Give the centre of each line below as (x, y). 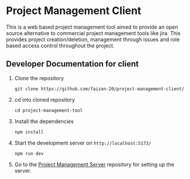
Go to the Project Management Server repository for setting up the (94, 164)
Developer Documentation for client (72, 64)
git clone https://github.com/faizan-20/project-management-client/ (99, 89)
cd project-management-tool (48, 110)
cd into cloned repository (45, 99)
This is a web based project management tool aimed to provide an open (92, 27)
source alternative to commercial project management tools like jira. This (93, 33)
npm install (29, 132)
